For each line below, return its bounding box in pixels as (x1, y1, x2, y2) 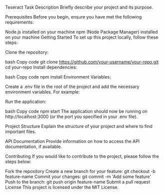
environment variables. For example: (5, 89, 80, 94)
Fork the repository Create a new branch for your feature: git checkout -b (5, 168, 156, 174)
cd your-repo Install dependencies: (5, 64, 77, 70)
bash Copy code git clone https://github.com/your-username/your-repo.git (5, 59, 159, 64)
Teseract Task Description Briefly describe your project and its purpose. (5, 4, 154, 10)
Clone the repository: (5, 49, 49, 55)
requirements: (5, 19, 34, 25)
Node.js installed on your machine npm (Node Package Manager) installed (5, 29, 158, 34)
